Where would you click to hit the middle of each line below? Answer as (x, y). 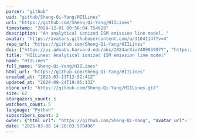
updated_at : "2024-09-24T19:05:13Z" (51, 83)
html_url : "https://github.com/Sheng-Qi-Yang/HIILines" (76, 72)
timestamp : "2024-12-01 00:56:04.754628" (57, 28)
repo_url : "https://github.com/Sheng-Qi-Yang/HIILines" (76, 45)
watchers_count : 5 (28, 104)
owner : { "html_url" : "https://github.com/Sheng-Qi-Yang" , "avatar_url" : (97, 121)
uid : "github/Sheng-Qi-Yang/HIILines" (53, 17)
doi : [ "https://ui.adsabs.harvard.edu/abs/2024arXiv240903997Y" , (87, 50)
